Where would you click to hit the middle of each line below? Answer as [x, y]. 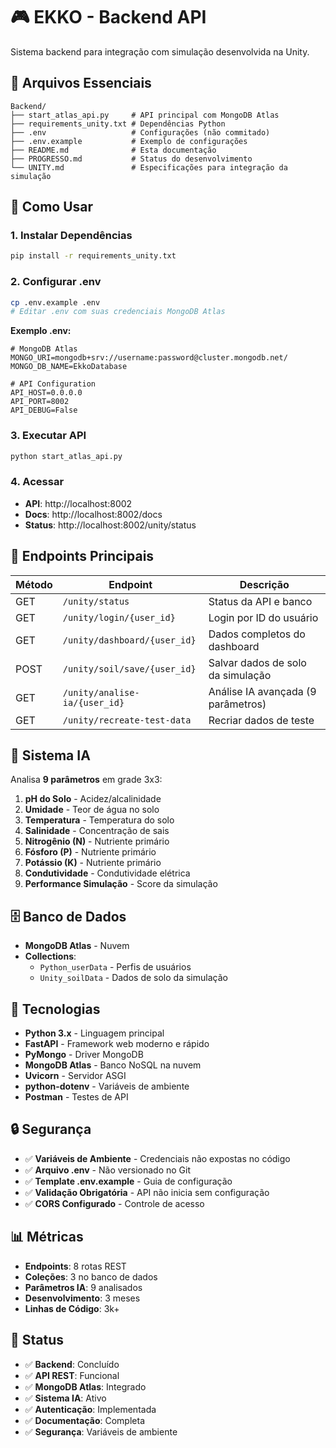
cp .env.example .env [55, 302]
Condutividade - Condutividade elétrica [107, 873]
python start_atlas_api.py [66, 456]
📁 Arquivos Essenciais [81, 83]
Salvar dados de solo [257, 662]
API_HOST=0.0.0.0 [46, 393]
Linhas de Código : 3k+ [72, 1308]
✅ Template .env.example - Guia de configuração [128, 1181]
